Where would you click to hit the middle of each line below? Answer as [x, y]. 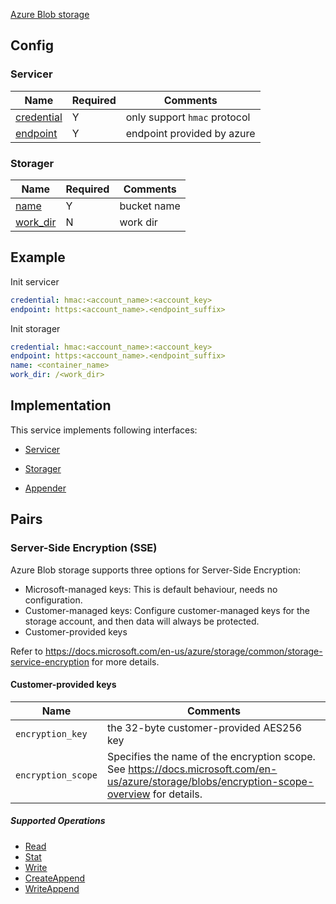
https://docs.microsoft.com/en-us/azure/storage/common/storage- [183, 651]
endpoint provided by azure [190, 133]
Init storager [35, 328]
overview [128, 794]
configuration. [53, 600]
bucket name [150, 206]
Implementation [61, 405]
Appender [45, 488]
